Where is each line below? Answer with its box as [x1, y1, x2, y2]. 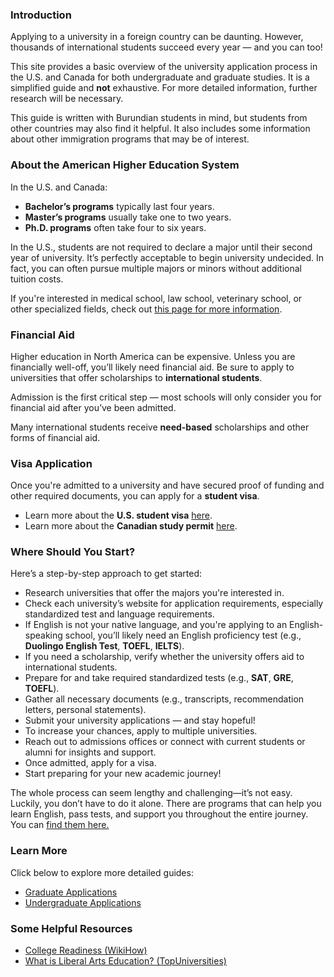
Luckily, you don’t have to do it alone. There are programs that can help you [10, 798, 322, 810]
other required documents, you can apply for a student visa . [10, 490, 260, 502]
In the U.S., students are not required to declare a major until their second [10, 241, 313, 253]
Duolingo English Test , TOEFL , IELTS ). [24, 640, 185, 652]
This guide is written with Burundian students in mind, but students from [10, 112, 308, 124]
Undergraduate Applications [24, 896, 142, 908]
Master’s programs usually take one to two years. [24, 211, 232, 223]
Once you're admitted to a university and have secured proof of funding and [10, 479, 325, 492]
